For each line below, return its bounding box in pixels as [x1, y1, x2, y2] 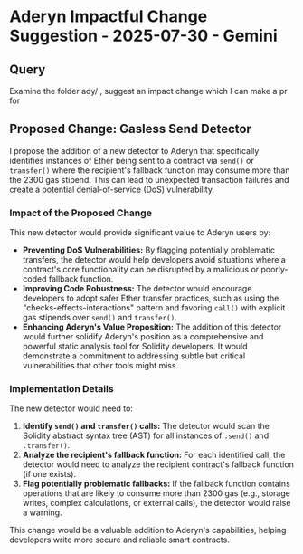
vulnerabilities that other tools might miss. [22, 360, 179, 371]
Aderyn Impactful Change [9, 6, 208, 27]
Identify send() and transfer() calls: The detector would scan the [22, 421, 270, 432]
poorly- [260, 264, 289, 275]
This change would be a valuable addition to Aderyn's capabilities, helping [9, 525, 287, 536]
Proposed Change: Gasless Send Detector [9, 121, 251, 137]
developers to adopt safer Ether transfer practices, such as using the [22, 292, 279, 304]
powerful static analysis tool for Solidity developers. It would [22, 341, 248, 352]
